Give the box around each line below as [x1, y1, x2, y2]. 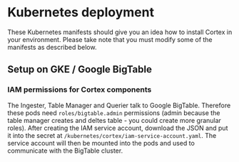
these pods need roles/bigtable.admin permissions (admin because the [7, 108, 220, 117]
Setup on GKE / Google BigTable [7, 63, 152, 75]
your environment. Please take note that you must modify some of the [7, 35, 213, 43]
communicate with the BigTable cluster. [7, 146, 123, 155]
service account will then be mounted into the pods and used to [7, 139, 195, 147]
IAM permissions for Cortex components [7, 85, 152, 94]
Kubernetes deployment [7, 4, 155, 21]
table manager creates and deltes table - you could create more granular [7, 116, 221, 124]
